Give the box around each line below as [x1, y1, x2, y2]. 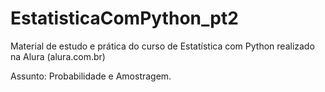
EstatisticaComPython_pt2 [10, 7, 239, 30]
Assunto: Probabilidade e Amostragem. [10, 70, 172, 82]
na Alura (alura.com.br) [10, 50, 106, 62]
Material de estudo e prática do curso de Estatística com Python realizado [10, 40, 315, 52]
